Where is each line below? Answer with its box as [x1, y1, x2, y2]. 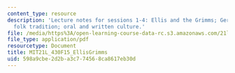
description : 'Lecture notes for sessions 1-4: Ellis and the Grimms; [7, 17, 218, 24]
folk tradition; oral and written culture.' [13, 23, 145, 30]
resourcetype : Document [7, 42, 77, 49]
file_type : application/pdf [7, 36, 90, 43]
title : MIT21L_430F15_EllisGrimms [7, 49, 108, 56]
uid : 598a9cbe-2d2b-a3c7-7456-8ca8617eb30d [7, 56, 136, 63]
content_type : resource [7, 10, 77, 17]
